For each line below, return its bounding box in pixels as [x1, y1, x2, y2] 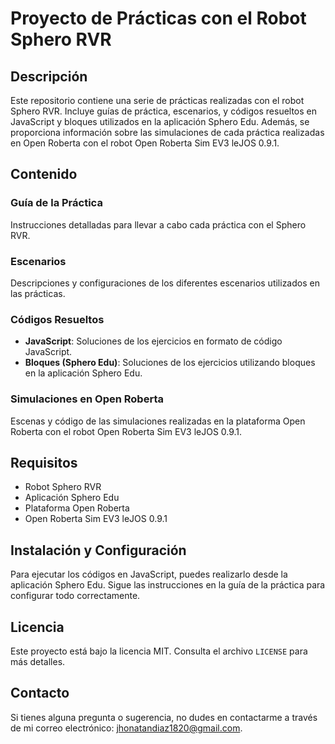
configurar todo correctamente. [10, 590, 141, 602]
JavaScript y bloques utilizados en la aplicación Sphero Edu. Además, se [10, 116, 310, 127]
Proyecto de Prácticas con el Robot [10, 7, 307, 30]
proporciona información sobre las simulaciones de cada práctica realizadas [10, 127, 325, 138]
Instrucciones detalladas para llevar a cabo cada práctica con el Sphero [10, 218, 307, 231]
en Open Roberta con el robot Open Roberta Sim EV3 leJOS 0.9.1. [10, 137, 280, 149]
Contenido [10, 166, 78, 183]
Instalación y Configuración [10, 542, 187, 559]
